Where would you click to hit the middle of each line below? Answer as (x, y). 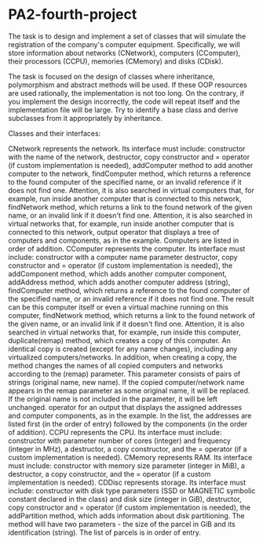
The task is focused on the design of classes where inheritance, (111, 76)
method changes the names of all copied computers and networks (116, 365)
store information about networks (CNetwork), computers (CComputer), (124, 53)
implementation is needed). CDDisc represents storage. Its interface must (127, 482)
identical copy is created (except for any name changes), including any (123, 349)
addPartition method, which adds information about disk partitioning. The (126, 515)
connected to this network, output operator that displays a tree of (114, 232)
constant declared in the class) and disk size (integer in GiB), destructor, (125, 499)
